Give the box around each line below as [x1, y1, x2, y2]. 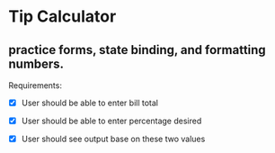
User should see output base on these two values [21, 133, 206, 145]
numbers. [8, 56, 65, 71]
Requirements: [8, 80, 62, 91]
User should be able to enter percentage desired [21, 115, 202, 127]
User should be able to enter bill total [21, 97, 159, 108]
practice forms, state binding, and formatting [8, 42, 266, 58]
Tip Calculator [8, 6, 117, 27]
